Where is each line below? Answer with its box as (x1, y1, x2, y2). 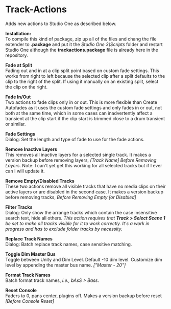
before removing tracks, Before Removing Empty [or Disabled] (5, 194, 136, 200)
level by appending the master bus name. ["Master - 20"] (5, 262, 126, 268)
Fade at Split (5, 62, 32, 68)
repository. (5, 52, 28, 58)
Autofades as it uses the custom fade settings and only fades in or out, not (5, 104, 162, 111)
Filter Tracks (5, 204, 33, 210)
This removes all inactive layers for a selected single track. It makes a (5, 151, 152, 158)
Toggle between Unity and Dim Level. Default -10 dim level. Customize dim (5, 256, 162, 262)
